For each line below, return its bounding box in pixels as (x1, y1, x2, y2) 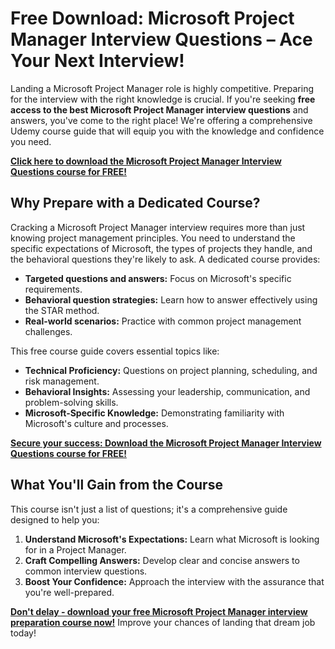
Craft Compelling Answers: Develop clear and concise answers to (24, 554, 300, 566)
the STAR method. (24, 304, 100, 316)
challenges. (24, 325, 73, 337)
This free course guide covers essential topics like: (10, 345, 220, 357)
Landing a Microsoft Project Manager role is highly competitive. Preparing (10, 82, 314, 94)
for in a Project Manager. (24, 543, 127, 556)
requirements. (24, 283, 83, 295)
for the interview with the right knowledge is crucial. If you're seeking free (10, 93, 316, 105)
